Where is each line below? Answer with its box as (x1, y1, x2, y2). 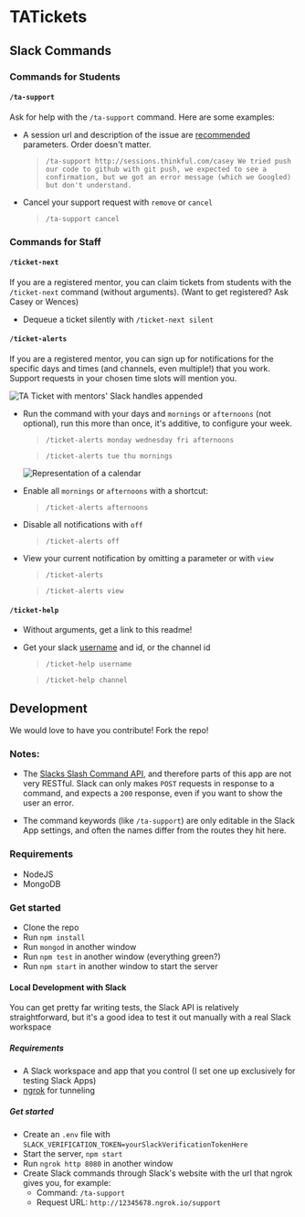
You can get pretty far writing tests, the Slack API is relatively (9, 1002, 239, 1013)
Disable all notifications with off (22, 519, 143, 530)
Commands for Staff (9, 235, 102, 248)
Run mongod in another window (22, 941, 137, 952)
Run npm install (22, 931, 86, 943)
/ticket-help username (45, 660, 132, 669)
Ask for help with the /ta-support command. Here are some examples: (9, 112, 276, 123)
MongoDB (22, 878, 61, 889)
